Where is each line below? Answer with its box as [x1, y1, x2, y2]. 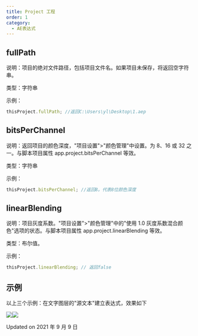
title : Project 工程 [6, 8, 55, 15]
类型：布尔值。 [6, 240, 43, 247]
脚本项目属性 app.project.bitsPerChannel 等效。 [21, 149, 139, 156]
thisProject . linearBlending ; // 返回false [6, 264, 112, 270]
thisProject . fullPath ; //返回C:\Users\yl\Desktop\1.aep [6, 109, 146, 115]
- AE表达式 [11, 25, 36, 32]
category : [6, 20, 31, 26]
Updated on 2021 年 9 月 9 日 [6, 323, 78, 331]
